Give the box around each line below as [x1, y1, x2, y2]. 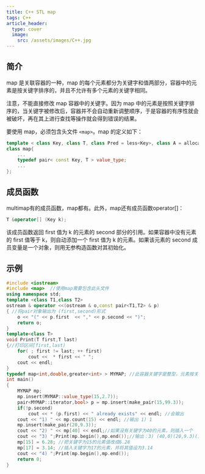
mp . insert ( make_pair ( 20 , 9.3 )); [17, 422, 97, 428]
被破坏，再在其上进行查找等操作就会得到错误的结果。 [6, 114, 140, 122]
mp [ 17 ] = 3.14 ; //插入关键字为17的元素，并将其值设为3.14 [17, 445, 153, 451]
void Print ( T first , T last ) [6, 337, 78, 343]
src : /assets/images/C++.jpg [17, 37, 92, 43]
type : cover [12, 26, 43, 32]
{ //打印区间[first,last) [6, 343, 66, 349]
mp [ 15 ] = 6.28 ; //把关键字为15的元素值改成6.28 [17, 439, 131, 445]
